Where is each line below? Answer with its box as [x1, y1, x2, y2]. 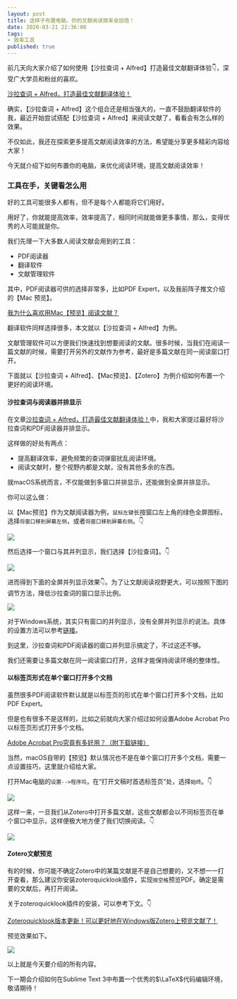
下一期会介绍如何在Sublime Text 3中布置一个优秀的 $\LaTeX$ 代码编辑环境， [7, 974, 227, 983]
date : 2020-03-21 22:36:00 [7, 23, 87, 30]
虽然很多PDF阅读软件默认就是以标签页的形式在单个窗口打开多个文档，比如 [7, 691, 224, 699]
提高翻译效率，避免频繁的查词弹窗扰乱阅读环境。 [17, 454, 160, 462]
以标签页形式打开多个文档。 [7, 723, 88, 732]
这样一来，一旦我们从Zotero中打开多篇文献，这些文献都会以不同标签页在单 [7, 807, 224, 816]
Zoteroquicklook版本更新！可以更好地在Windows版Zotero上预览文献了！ [7, 916, 219, 925]
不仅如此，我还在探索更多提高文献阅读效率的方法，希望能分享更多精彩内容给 [7, 137, 230, 146]
